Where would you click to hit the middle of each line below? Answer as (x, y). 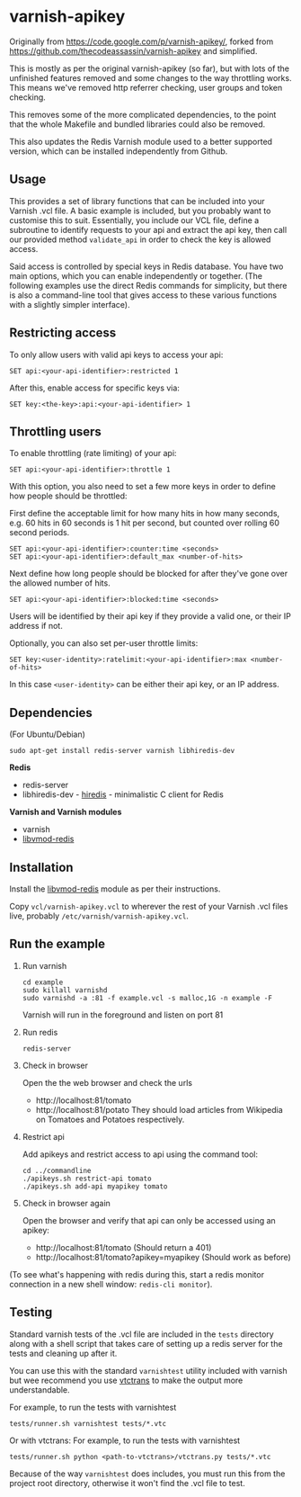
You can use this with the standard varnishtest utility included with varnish (148, 1370)
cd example (43, 982)
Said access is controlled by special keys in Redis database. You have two (146, 266)
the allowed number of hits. (60, 583)
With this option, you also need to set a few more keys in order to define (142, 487)
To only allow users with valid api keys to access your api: (116, 354)
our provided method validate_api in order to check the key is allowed (140, 239)
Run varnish (44, 965)
